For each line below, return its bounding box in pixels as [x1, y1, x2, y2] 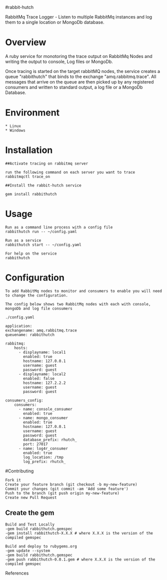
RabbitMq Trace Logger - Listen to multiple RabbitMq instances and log [5, 14, 152, 19]
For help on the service [5, 251, 57, 256]
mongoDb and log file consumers [5, 306, 72, 311]
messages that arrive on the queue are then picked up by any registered [5, 78, 154, 84]
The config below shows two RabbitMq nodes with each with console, [5, 301, 151, 306]
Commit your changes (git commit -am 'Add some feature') [5, 486, 128, 491]
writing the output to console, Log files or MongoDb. [5, 58, 113, 64]
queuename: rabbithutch [5, 332, 55, 337]
